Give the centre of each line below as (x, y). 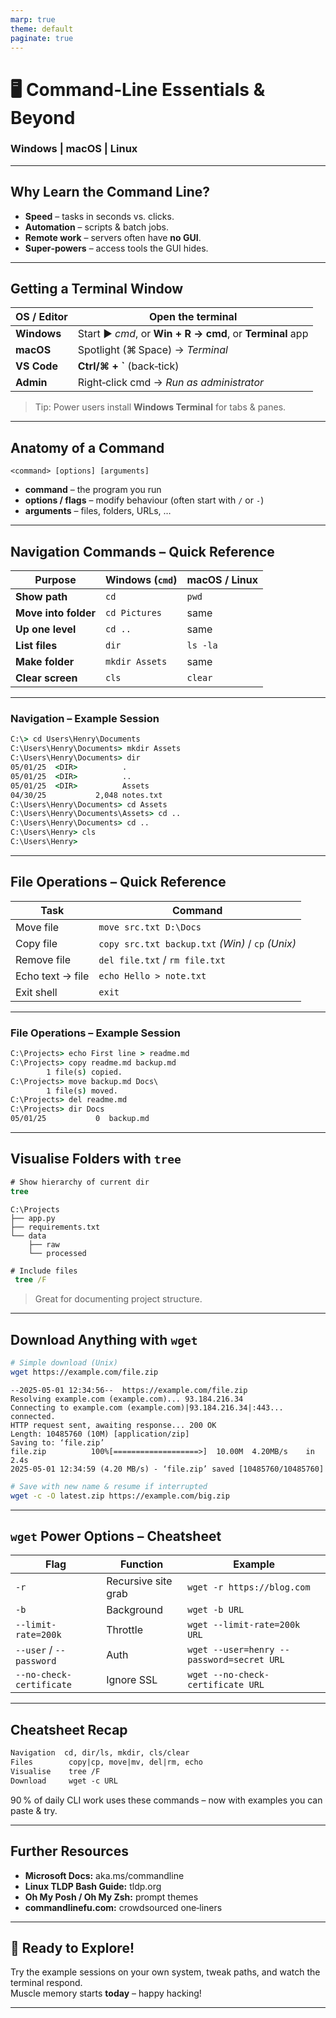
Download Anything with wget (104, 1339)
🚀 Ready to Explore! (72, 1947)
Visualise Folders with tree (96, 1159)
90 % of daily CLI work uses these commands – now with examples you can (166, 1800)
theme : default (42, 29)
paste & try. (34, 1810)
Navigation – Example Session (85, 719)
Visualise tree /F (55, 1772)
